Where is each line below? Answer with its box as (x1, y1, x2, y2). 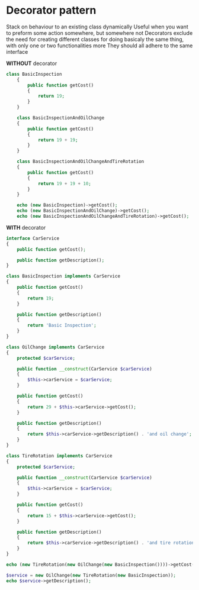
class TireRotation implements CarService (6, 453, 113, 459)
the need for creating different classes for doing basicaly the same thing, (6, 36, 184, 43)
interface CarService (6, 235, 60, 241)
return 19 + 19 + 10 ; (37, 180, 92, 186)
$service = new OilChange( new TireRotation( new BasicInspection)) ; (6, 572, 176, 578)
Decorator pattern (6, 4, 97, 17)
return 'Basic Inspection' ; (27, 323, 97, 328)
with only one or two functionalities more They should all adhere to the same (6, 42, 193, 49)
